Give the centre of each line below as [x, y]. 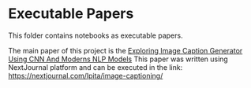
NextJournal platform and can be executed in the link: [96, 67]
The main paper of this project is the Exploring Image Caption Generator [126, 50]
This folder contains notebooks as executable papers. [96, 35]
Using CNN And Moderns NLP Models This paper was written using [118, 59]
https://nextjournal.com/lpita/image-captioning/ [86, 75]
